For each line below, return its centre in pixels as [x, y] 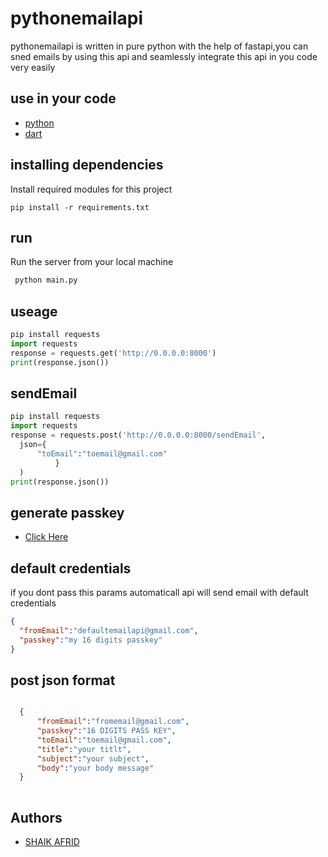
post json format [63, 680]
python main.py [46, 280]
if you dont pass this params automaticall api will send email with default [159, 592]
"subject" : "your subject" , [93, 758]
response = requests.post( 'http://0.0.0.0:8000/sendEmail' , [138, 435]
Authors [36, 817]
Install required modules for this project [91, 189]
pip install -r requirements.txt [80, 207]
